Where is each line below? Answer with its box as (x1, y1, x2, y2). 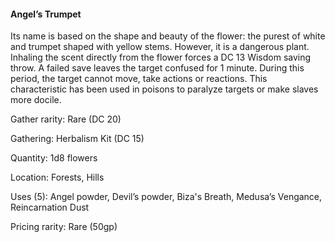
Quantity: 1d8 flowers (10, 152, 98, 164)
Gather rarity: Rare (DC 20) (10, 113, 122, 125)
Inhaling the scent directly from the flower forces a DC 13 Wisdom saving (10, 51, 312, 64)
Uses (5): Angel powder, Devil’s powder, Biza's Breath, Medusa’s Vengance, (10, 191, 323, 203)
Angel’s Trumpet (10, 8, 82, 20)
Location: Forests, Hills (10, 171, 105, 184)
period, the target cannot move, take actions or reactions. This (10, 73, 268, 85)
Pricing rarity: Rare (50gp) (10, 221, 118, 233)
